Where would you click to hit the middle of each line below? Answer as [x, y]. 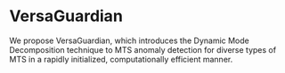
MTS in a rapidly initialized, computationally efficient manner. [121, 59]
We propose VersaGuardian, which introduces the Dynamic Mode [129, 40]
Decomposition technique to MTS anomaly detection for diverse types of [143, 49]
